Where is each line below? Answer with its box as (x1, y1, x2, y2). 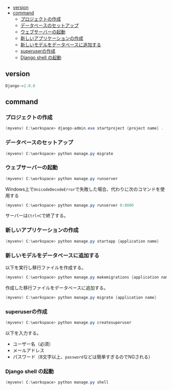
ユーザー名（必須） (12, 341, 54, 347)
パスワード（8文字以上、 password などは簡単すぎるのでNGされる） (12, 354, 153, 360)
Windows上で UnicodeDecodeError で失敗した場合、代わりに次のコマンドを (5, 186, 160, 192)
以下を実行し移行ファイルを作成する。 (5, 264, 86, 270)
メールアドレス (12, 347, 45, 354)
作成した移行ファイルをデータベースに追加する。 (5, 285, 109, 291)
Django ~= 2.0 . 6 (5, 83, 36, 88)
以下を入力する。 (5, 330, 41, 336)
